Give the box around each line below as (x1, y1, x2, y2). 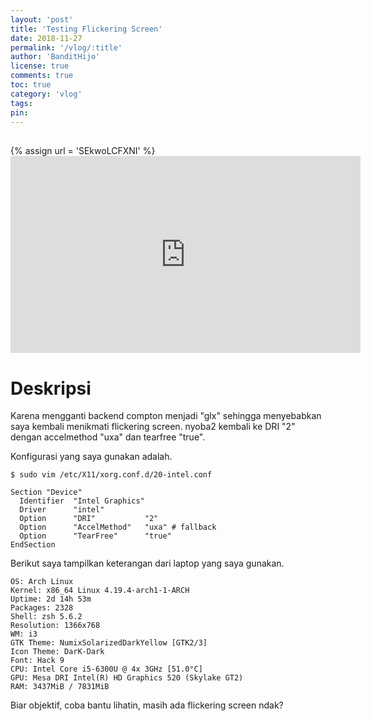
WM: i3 (10, 629, 38, 640)
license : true (10, 61, 70, 71)
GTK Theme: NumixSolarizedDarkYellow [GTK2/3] (10, 638, 208, 648)
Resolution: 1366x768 (10, 621, 101, 631)
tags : (10, 98, 33, 108)
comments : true (10, 71, 74, 81)
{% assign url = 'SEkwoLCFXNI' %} (10, 145, 156, 157)
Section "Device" (10, 487, 83, 498)
